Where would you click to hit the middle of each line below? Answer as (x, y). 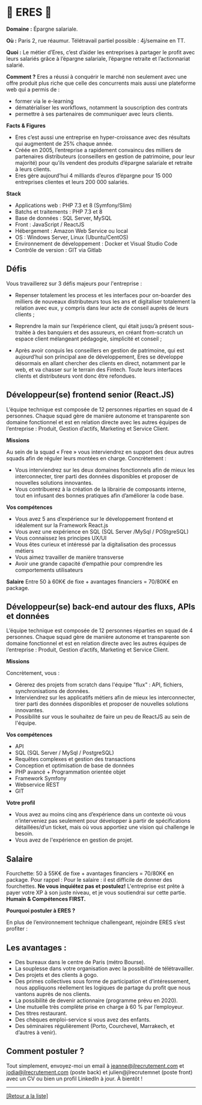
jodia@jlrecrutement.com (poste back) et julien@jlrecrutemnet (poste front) (99, 1072)
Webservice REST (37, 785)
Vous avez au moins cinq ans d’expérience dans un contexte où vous (100, 814)
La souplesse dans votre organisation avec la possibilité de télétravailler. (104, 968)
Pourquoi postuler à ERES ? (41, 911)
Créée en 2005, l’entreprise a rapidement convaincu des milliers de (98, 150)
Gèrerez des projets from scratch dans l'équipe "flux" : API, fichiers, (99, 685)
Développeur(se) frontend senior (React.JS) (90, 395)
